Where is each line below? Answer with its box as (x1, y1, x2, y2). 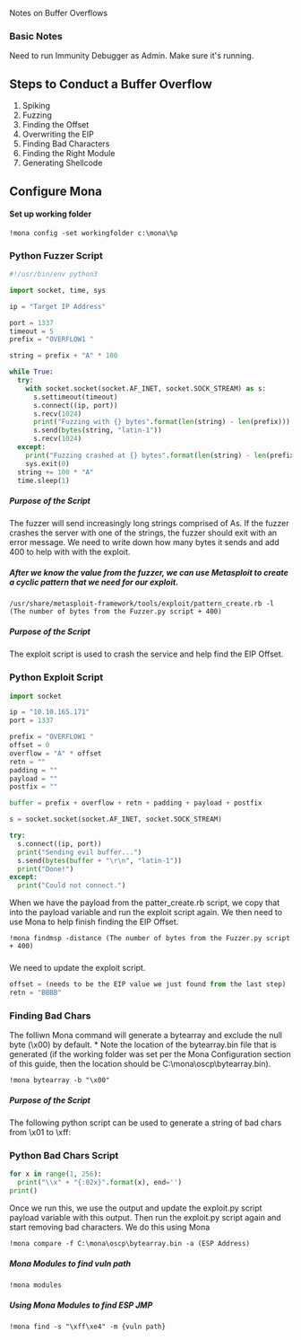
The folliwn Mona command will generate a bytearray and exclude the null (9, 1030, 282, 1041)
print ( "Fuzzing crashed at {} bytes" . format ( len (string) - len (25, 451, 267, 460)
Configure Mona (9, 183, 103, 198)
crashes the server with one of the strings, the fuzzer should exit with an (9, 527, 278, 538)
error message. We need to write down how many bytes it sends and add (9, 537, 279, 548)
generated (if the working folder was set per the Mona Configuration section (9, 1049, 291, 1060)
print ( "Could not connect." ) (17, 881, 126, 890)
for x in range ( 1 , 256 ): (9, 1169, 102, 1179)
